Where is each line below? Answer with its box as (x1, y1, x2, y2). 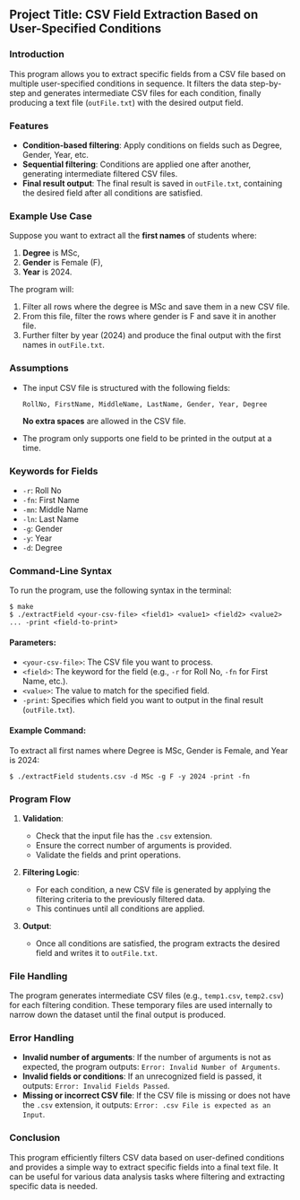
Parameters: (9, 637, 56, 648)
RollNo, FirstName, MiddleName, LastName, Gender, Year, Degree (21, 399, 268, 409)
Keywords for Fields (9, 465, 99, 477)
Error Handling (9, 1031, 74, 1044)
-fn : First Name (21, 494, 80, 505)
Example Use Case (9, 210, 92, 222)
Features (9, 119, 49, 132)
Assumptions (9, 362, 69, 375)
